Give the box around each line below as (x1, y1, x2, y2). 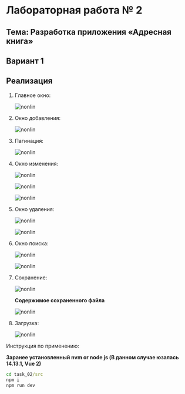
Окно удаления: (14, 205, 55, 212)
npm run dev (6, 382, 35, 388)
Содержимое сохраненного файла (14, 296, 105, 303)
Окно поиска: (14, 239, 49, 247)
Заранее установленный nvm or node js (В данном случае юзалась (6, 353, 179, 360)
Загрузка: (14, 319, 39, 326)
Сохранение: (14, 274, 48, 281)
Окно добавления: (14, 114, 61, 121)
